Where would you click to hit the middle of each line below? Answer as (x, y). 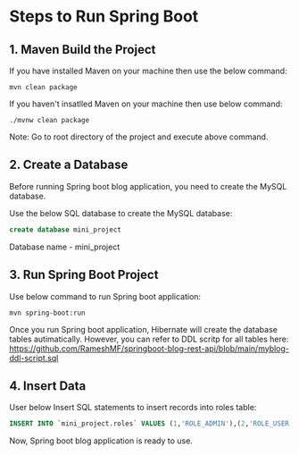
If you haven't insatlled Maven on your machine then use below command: (146, 104)
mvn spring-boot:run (48, 313)
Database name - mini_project (65, 247)
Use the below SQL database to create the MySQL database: (121, 213)
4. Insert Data (48, 386)
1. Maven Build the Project (83, 50)
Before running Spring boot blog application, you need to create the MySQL (148, 186)
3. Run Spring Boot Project (84, 275)
